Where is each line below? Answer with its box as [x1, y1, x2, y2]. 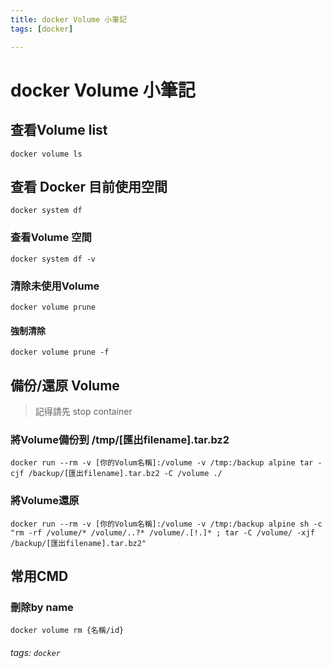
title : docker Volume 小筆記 [10, 14, 128, 25]
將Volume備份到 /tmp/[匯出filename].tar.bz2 [10, 432, 230, 446]
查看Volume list [10, 122, 108, 139]
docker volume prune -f [10, 347, 110, 358]
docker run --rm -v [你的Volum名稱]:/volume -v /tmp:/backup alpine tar [10, 458, 314, 468]
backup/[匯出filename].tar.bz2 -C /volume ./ [32, 469, 223, 479]
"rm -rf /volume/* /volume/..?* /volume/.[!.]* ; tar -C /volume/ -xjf [10, 527, 315, 538]
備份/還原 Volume [10, 377, 120, 394]
